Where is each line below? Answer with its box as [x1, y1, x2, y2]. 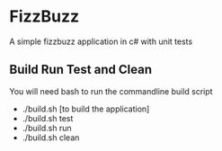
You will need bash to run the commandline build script [9, 85, 213, 96]
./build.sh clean [22, 132, 80, 143]
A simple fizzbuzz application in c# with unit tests [9, 36, 193, 47]
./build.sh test [22, 112, 74, 123]
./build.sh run [22, 122, 72, 133]
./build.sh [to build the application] [22, 103, 150, 114]
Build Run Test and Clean [9, 62, 153, 77]
